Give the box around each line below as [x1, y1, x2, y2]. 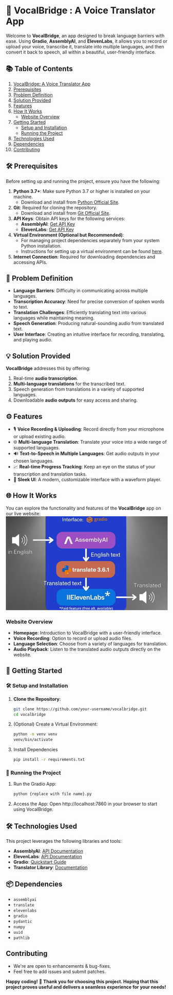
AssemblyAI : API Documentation [13, 848, 84, 854]
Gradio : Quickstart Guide [13, 859, 66, 865]
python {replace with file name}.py [13, 791, 92, 797]
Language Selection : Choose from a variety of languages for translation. [13, 641, 168, 647]
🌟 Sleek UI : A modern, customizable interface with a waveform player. [13, 477, 162, 482]
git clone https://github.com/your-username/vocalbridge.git [13, 707, 147, 712]
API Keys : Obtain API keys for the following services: [13, 215, 125, 222]
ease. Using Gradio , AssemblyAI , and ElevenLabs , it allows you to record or [6, 38, 167, 44]
